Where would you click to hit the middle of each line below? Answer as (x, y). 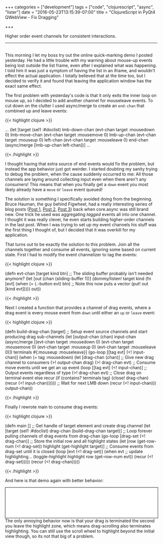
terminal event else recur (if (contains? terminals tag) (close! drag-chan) (77, 378)
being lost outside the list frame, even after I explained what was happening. (81, 65)
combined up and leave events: (36, 111)
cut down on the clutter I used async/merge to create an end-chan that (75, 106)
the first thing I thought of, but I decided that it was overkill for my (70, 230)
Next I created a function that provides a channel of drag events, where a (78, 308)
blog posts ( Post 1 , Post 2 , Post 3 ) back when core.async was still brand (77, 209)
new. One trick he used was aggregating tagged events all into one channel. (81, 214)
